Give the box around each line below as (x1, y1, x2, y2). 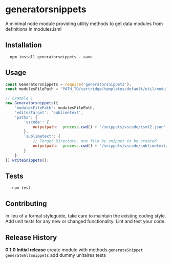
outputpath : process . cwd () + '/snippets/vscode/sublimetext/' (32, 143, 170, 149)
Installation (5, 41, 42, 50)
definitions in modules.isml (5, 26, 62, 32)
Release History (5, 233, 57, 242)
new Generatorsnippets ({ (5, 101, 58, 106)
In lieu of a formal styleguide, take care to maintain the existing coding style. (5, 213, 166, 219)
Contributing (5, 199, 47, 208)
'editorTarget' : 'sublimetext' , (14, 110, 83, 115)
